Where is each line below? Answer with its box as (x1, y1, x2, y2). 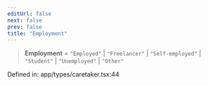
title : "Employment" (7, 30, 68, 37)
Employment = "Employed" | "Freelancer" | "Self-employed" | (24, 49, 202, 58)
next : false (7, 17, 42, 24)
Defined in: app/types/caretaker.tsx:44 (7, 70, 119, 79)
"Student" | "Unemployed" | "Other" (24, 57, 124, 65)
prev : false (7, 23, 42, 30)
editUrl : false (7, 10, 52, 18)
